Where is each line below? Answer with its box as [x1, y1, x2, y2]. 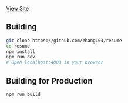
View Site [6, 5, 29, 12]
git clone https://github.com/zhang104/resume [6, 38, 122, 44]
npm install [6, 48, 35, 55]
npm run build [6, 91, 41, 97]
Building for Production [6, 76, 93, 86]
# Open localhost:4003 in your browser [6, 59, 104, 65]
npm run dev [6, 54, 35, 60]
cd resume [6, 43, 31, 49]
